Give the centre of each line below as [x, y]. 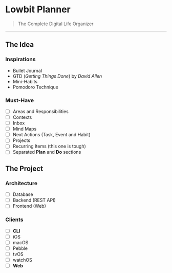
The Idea [20, 45]
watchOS [22, 260]
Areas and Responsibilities [41, 111]
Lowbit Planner [38, 10]
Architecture [21, 183]
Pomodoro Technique [36, 87]
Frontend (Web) [29, 206]
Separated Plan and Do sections [47, 152]
